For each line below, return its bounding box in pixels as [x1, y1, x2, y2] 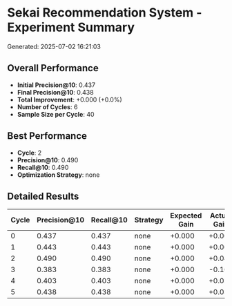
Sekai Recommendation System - [7, 5, 202, 21]
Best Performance [7, 130, 88, 142]
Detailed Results [7, 190, 79, 202]
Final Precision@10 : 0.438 [17, 88, 95, 96]
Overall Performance [7, 62, 99, 74]
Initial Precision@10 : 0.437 [17, 81, 95, 89]
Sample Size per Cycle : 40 [17, 110, 95, 118]
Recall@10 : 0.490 [17, 163, 69, 171]
